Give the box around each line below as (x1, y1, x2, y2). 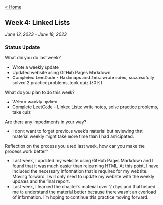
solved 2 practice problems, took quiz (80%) (12, 80, 103, 86)
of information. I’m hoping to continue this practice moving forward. (12, 194, 149, 200)
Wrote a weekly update (12, 64, 59, 70)
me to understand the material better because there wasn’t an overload (12, 189, 156, 195)
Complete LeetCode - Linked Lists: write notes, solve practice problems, (12, 104, 158, 110)
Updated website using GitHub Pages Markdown (12, 70, 111, 76)
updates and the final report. (12, 179, 70, 184)
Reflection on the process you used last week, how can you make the (5, 143, 145, 149)
